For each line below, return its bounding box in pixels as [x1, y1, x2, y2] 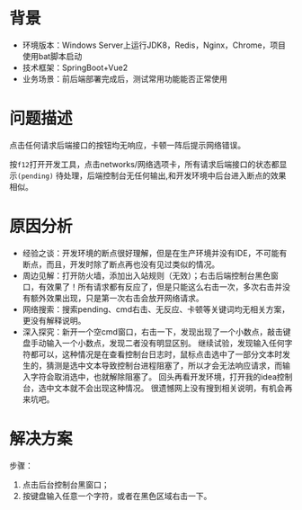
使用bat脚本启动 [22, 50, 83, 61]
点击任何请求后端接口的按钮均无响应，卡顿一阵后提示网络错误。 [9, 139, 245, 150]
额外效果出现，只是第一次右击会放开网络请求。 [30, 292, 204, 303]
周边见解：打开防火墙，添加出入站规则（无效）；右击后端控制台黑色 [22, 270, 271, 281]
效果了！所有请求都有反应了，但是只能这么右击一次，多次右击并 [46, 281, 283, 292]
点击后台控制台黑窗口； [22, 479, 110, 490]
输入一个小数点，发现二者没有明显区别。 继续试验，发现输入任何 [46, 337, 285, 348]
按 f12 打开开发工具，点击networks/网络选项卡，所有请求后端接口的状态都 [9, 158, 280, 169]
